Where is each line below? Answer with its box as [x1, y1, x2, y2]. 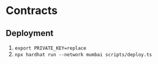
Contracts [6, 4, 58, 18]
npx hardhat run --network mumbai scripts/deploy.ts [14, 52, 152, 58]
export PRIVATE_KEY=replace [14, 45, 86, 51]
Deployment [6, 28, 54, 38]
